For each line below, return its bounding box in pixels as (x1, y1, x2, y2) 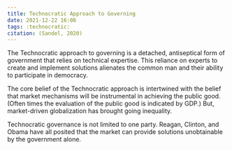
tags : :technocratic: (7, 23, 71, 30)
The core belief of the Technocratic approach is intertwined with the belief (7, 84, 222, 93)
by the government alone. (7, 135, 82, 144)
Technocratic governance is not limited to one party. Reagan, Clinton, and (7, 120, 219, 129)
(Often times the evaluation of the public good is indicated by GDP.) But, (7, 99, 215, 108)
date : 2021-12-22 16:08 (7, 17, 77, 24)
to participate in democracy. (7, 71, 89, 80)
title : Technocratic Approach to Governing (7, 10, 136, 17)
